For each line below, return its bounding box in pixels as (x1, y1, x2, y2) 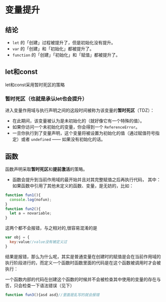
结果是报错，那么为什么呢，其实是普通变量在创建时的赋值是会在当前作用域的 (5, 253, 161, 259)
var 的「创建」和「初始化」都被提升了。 (12, 46, 94, 52)
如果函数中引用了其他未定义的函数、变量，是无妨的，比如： (12, 183, 134, 189)
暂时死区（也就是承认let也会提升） (5, 95, 87, 102)
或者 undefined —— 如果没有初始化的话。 (21, 136, 106, 142)
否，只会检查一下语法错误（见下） (5, 282, 75, 288)
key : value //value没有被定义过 (9, 239, 68, 244)
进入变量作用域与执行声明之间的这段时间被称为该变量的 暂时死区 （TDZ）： (5, 107, 155, 113)
